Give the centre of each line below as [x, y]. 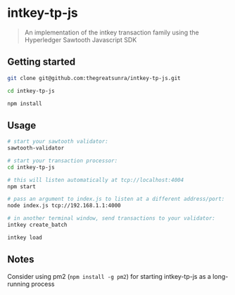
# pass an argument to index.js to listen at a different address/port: [116, 199]
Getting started [42, 62]
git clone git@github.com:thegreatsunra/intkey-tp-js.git [94, 78]
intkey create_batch [38, 225]
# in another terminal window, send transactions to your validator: [112, 218]
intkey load [25, 237]
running [19, 284]
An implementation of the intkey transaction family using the [112, 32]
